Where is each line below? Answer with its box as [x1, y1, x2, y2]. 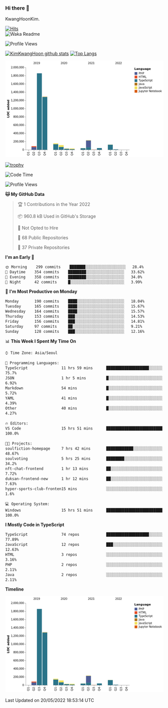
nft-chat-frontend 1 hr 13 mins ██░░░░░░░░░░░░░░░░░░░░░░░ [5, 466, 163, 471]
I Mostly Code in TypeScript [5, 521, 64, 528]
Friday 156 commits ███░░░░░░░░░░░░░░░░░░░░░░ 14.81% [5, 319, 144, 324]
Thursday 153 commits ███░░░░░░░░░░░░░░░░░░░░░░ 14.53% [5, 314, 144, 319]
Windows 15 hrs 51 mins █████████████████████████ [5, 508, 163, 513]
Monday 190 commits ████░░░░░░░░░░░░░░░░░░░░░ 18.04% [5, 299, 144, 304]
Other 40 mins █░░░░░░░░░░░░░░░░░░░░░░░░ [5, 405, 163, 411]
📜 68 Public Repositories [17, 234, 69, 241]
